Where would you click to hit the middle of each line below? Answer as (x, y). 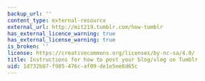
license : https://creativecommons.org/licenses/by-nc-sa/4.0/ (101, 54)
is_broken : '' (28, 46)
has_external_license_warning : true (61, 40)
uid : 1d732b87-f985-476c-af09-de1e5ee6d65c (73, 66)
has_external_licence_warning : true (61, 33)
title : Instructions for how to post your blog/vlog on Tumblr (103, 60)
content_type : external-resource (57, 20)
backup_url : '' (30, 14)
